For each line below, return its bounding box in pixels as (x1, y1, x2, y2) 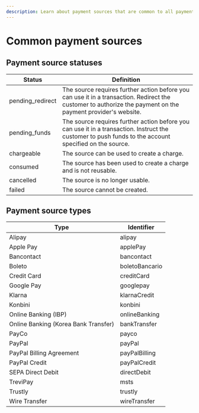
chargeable (9, 149, 41, 157)
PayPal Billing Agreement (9, 349, 79, 357)
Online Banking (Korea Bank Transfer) (9, 320, 114, 328)
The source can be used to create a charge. (62, 149, 184, 157)
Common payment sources (6, 34, 143, 47)
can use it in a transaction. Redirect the (62, 93, 171, 101)
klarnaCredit (120, 291, 155, 300)
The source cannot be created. (62, 185, 148, 193)
